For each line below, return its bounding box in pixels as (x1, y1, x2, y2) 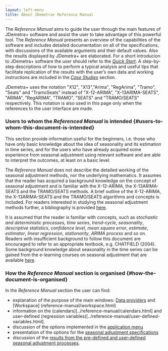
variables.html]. (12, 319, 45, 325)
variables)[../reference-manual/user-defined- (65, 313, 160, 319)
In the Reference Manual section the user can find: (5, 287, 111, 294)
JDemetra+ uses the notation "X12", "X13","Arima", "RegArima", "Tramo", (5, 84, 156, 90)
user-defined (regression (12, 313, 65, 319)
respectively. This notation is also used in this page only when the (5, 100, 142, 106)
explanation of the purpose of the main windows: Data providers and (12, 297, 155, 303)
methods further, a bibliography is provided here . (5, 204, 107, 210)
